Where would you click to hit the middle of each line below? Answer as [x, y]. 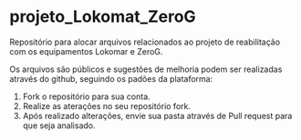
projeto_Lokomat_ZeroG [103, 17]
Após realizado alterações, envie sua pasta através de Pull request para [157, 115]
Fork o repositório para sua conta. [86, 96]
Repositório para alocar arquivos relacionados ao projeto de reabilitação [145, 42]
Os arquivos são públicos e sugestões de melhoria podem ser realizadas [146, 69]
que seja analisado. [59, 125]
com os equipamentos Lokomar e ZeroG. [86, 51]
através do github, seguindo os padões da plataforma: [111, 78]
